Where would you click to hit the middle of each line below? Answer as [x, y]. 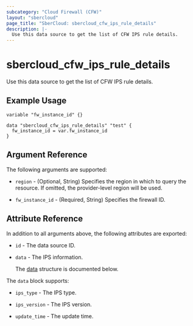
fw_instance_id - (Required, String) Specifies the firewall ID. [90, 199]
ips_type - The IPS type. [46, 292]
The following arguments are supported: [57, 169]
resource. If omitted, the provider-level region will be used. [89, 188]
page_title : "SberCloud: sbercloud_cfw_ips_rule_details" [81, 23]
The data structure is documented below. [67, 269]
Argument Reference [47, 155]
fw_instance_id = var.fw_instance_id [60, 131]
